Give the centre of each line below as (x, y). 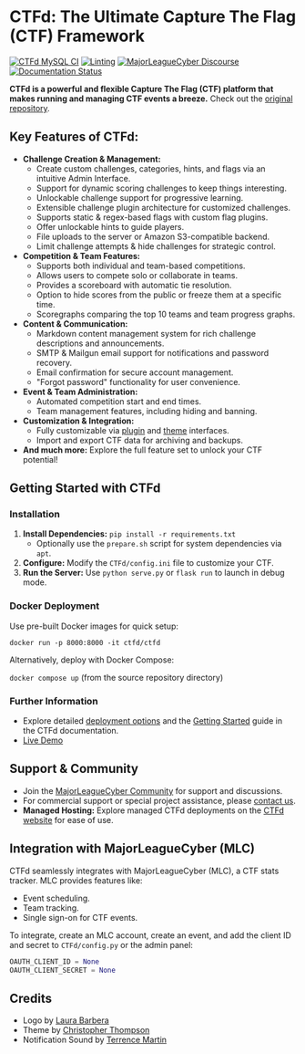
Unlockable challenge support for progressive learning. (140, 197)
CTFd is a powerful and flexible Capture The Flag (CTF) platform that (142, 89)
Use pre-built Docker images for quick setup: (94, 626)
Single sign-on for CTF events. (80, 917)
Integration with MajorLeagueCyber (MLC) (132, 849)
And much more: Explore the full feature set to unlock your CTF (142, 450)
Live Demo (43, 740)
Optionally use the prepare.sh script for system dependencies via (159, 544)
